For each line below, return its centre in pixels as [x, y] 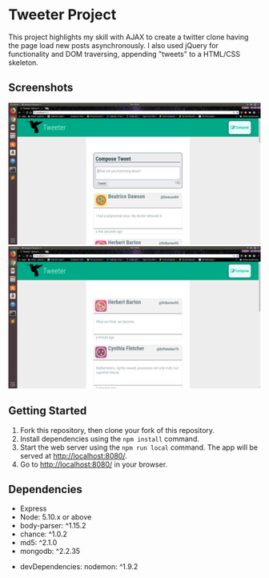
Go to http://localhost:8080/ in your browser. [94, 464]
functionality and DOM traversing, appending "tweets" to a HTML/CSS [124, 54]
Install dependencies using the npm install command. [110, 439]
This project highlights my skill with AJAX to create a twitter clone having [128, 37]
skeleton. [23, 63]
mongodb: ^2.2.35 [50, 552]
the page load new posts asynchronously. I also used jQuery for [113, 45]
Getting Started [48, 411]
